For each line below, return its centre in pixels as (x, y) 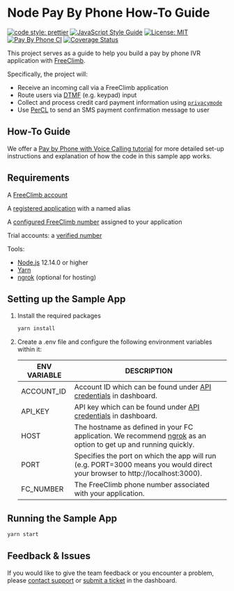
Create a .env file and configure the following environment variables (115, 342)
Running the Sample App (62, 518)
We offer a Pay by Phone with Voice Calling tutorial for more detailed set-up (116, 149)
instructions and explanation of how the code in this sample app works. (110, 156)
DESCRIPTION (149, 371)
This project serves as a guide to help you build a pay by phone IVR (104, 53)
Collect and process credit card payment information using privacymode (120, 102)
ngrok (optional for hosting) (56, 277)
